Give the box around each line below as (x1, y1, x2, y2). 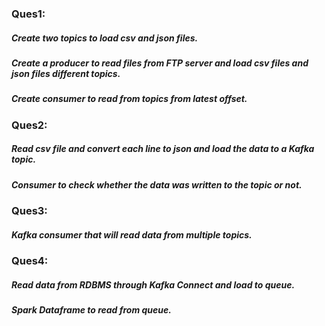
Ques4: (11, 253, 49, 267)
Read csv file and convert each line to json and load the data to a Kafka (11, 143, 315, 155)
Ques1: (11, 7, 46, 21)
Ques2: (11, 118, 48, 132)
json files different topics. (11, 67, 121, 79)
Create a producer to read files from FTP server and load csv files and (11, 57, 309, 69)
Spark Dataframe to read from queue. (11, 303, 172, 316)
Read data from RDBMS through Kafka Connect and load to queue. (11, 278, 296, 291)
